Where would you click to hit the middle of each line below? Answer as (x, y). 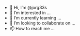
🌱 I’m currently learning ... (35, 18)
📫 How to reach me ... (32, 28)
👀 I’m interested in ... (30, 13)
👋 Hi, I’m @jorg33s (28, 8)
